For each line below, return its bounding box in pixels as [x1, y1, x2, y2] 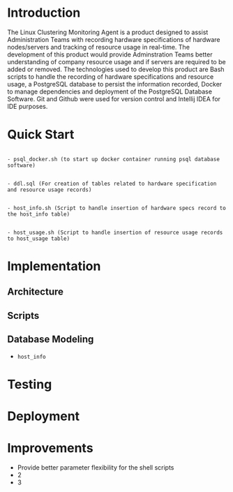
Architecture [7, 286, 64, 298]
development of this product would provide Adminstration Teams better [7, 50, 213, 59]
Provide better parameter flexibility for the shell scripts [17, 463, 174, 472]
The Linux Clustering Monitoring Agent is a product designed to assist [7, 28, 209, 36]
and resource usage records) [7, 186, 92, 193]
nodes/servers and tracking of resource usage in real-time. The [7, 43, 190, 51]
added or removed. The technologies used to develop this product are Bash [7, 65, 225, 73]
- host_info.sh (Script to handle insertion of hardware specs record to [7, 204, 227, 211]
